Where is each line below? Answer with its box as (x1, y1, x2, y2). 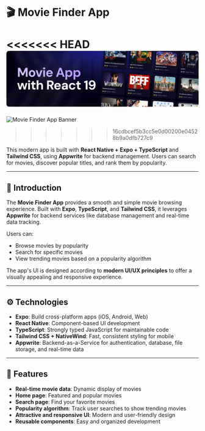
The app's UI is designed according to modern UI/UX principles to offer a (6, 267, 192, 274)
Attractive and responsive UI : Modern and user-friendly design (15, 411, 176, 418)
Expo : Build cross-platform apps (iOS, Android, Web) (15, 313, 148, 320)
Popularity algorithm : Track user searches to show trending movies (15, 405, 187, 412)
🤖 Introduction (6, 182, 62, 193)
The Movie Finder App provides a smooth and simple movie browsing (6, 199, 182, 206)
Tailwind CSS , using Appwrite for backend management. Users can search (6, 153, 196, 160)
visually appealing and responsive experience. (6, 273, 123, 281)
